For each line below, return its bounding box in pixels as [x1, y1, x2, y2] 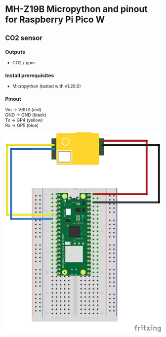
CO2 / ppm [12, 59, 35, 65]
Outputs [5, 48, 26, 55]
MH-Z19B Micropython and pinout [5, 3, 148, 15]
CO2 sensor [5, 34, 43, 42]
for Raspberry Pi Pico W [5, 14, 105, 25]
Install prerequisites [5, 72, 54, 79]
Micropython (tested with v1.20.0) [12, 83, 82, 89]
